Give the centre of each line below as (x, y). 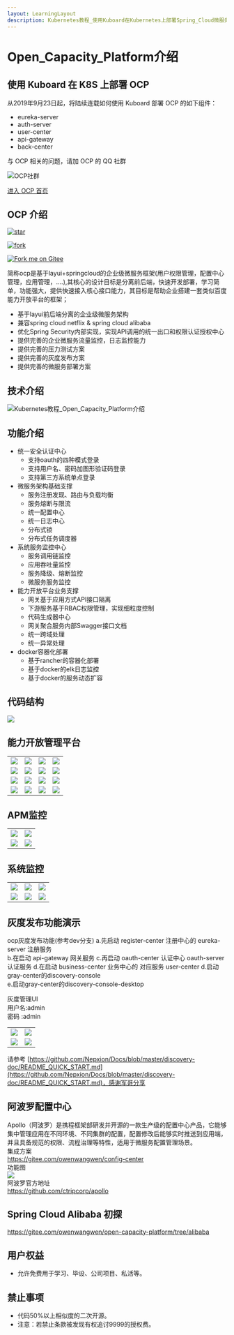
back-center (35, 147)
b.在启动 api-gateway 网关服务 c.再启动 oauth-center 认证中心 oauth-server (116, 958)
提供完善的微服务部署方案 (54, 366)
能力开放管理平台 (44, 743)
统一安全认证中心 (42, 451)
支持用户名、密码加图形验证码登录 (77, 468)
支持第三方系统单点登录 (61, 477)
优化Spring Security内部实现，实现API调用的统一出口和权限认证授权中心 (121, 331)
